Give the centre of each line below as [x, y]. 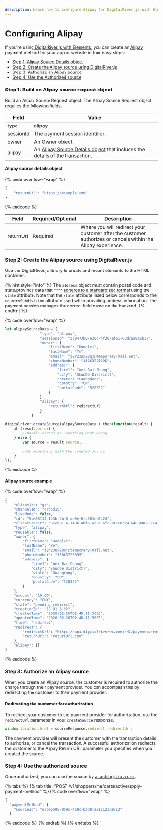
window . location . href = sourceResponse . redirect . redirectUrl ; [69, 729]
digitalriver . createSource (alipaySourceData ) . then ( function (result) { [79, 424]
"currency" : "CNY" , [33, 600]
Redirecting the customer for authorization [49, 704]
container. [15, 275]
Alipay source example [29, 481]
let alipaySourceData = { [31, 329]
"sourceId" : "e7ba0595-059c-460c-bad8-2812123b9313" [68, 809]
